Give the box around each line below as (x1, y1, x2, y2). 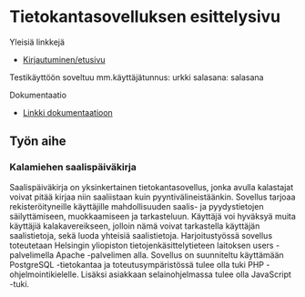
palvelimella (9, 249, 55, 261)
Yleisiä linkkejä (9, 36, 66, 47)
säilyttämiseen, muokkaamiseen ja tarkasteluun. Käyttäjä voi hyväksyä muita (9, 210, 296, 221)
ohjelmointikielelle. (9, 269, 79, 280)
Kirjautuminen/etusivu (22, 54, 107, 65)
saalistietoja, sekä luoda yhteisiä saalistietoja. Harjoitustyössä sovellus (9, 230, 273, 241)
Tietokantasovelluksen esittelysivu (9, 6, 281, 27)
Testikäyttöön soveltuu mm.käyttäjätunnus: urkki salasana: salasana (9, 71, 264, 83)
